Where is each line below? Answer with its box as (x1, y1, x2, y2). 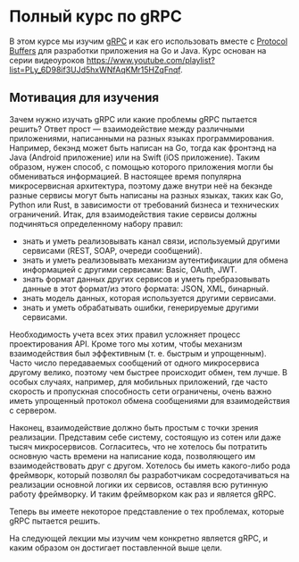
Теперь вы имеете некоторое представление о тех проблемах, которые (9, 506, 285, 516)
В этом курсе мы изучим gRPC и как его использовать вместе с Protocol (9, 36, 288, 46)
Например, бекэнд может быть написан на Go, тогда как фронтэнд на (9, 142, 277, 153)
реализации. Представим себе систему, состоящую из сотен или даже (9, 432, 281, 442)
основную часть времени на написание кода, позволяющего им (9, 450, 256, 461)
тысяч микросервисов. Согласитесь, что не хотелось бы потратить (9, 440, 268, 452)
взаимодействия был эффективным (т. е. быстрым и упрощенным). (9, 348, 267, 358)
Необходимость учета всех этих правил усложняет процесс (9, 329, 241, 340)
